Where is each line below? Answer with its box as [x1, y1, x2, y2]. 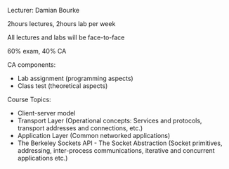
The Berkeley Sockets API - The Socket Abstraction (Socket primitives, [17, 139, 223, 147]
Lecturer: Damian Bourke [7, 6, 79, 14]
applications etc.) [17, 154, 68, 162]
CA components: [7, 61, 56, 69]
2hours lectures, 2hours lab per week [7, 20, 116, 27]
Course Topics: [7, 95, 51, 104]
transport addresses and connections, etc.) [17, 124, 143, 132]
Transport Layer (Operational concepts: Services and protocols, [17, 116, 202, 125]
